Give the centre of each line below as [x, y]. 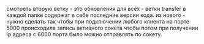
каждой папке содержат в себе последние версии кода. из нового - [96, 15]
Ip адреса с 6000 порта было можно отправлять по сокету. [84, 34]
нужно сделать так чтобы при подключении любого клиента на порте [98, 21]
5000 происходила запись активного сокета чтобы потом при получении [102, 28]
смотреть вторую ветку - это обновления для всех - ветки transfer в [96, 9]
